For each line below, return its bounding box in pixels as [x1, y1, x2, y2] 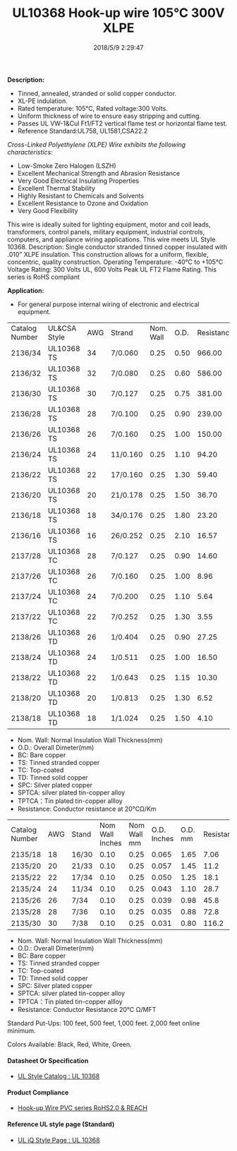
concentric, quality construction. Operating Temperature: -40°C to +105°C [7, 258, 224, 266]
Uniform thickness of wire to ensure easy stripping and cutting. [17, 112, 202, 120]
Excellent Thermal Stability [17, 183, 95, 192]
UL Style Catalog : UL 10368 [17, 1072, 100, 1080]
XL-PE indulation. [17, 97, 68, 105]
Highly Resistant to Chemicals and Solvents [17, 191, 145, 200]
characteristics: [7, 147, 53, 156]
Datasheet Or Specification [7, 1056, 89, 1065]
